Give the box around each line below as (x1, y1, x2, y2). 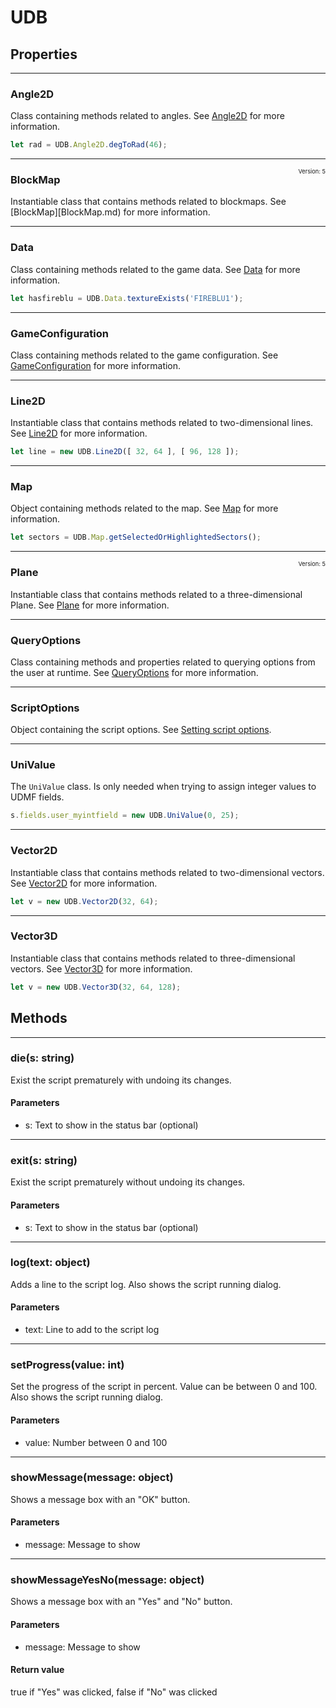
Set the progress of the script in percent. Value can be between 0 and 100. (10, 1381, 318, 1393)
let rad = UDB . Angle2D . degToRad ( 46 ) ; (10, 140, 168, 150)
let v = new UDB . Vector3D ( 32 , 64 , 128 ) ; (10, 982, 182, 992)
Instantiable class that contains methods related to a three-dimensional (10, 588, 303, 600)
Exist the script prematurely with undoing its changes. (10, 1074, 232, 1086)
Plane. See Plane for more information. (10, 599, 170, 611)
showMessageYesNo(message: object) (10, 1572, 205, 1586)
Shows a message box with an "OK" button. (10, 1493, 191, 1505)
